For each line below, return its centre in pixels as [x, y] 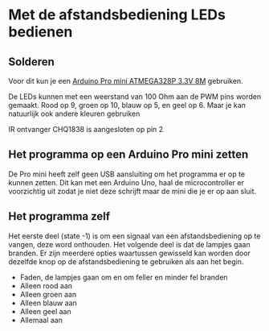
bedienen [41, 32]
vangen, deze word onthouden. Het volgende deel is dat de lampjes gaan [129, 244]
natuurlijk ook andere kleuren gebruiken [74, 114]
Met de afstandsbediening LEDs [117, 15]
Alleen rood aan [46, 285]
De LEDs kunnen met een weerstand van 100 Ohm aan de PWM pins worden [135, 97]
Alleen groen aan [48, 294]
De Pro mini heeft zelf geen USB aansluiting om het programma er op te [127, 174]
